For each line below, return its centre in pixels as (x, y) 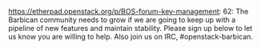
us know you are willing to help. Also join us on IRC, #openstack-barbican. (131, 36)
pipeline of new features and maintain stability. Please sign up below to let (130, 28)
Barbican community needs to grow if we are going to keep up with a (122, 20)
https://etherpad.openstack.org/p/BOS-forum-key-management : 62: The (128, 11)
